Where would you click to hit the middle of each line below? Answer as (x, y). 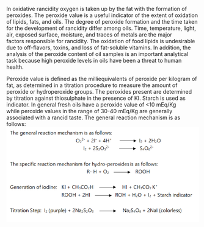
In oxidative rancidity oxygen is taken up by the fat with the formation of (97, 9)
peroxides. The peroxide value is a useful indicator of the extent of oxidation (102, 15)
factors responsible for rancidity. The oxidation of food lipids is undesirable (101, 41)
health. (15, 67)
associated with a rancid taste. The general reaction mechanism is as (93, 117)
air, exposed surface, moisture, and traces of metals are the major (89, 35)
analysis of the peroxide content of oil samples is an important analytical (97, 54)
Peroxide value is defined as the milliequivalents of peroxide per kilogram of (102, 79)
